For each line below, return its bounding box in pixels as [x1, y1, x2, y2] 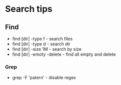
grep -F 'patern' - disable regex [12, 75, 76, 81]
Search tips [5, 3, 52, 15]
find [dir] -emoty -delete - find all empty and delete [12, 51, 116, 57]
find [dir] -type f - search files [12, 36, 73, 42]
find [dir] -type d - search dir [12, 41, 71, 47]
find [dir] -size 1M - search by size [12, 46, 82, 52]
